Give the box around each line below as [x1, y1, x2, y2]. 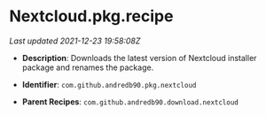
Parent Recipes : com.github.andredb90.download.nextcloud [21, 96, 239, 107]
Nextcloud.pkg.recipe [9, 6, 174, 27]
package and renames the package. [21, 62, 154, 73]
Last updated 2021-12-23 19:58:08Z [9, 35, 141, 46]
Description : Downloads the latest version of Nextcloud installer [21, 52, 257, 63]
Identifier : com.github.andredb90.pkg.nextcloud [21, 79, 197, 89]
